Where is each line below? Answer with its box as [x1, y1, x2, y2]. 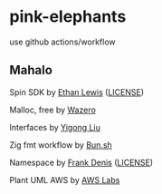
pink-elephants [9, 6, 127, 27]
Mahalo [9, 63, 52, 78]
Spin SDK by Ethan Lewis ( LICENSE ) [9, 86, 145, 97]
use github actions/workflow [9, 36, 116, 47]
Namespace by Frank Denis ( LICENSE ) [9, 157, 154, 168]
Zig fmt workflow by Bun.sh [9, 139, 113, 150]
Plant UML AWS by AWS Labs [9, 174, 120, 185]
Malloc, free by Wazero [9, 104, 97, 115]
